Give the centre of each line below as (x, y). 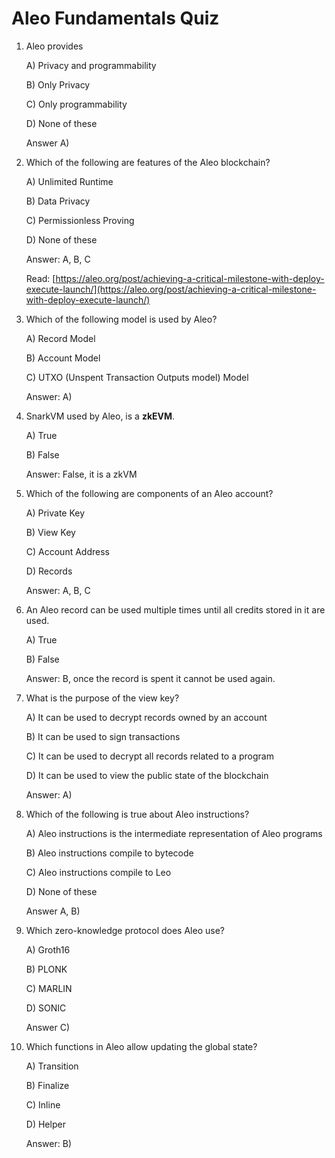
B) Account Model (63, 358)
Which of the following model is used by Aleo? (121, 319)
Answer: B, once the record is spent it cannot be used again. (150, 678)
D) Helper (45, 1124)
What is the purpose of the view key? (102, 698)
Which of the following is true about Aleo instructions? (137, 814)
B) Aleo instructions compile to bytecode (109, 853)
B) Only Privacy (58, 84)
